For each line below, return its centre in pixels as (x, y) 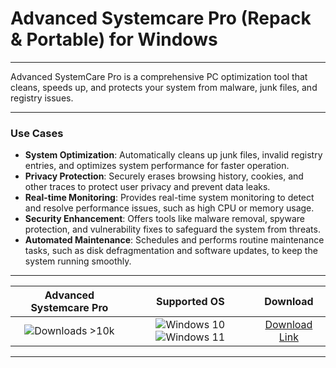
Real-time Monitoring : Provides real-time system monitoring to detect (169, 198)
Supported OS (190, 302)
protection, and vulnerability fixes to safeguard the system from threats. (172, 229)
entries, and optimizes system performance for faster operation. (157, 166)
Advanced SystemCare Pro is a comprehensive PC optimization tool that (159, 76)
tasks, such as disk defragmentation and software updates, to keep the (171, 251)
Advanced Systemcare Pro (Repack (161, 18)
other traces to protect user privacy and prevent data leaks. (147, 187)
